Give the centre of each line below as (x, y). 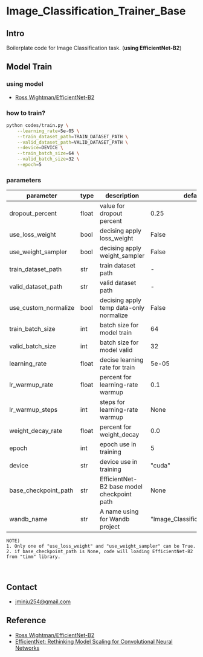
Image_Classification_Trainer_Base (96, 11)
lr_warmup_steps (34, 410)
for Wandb (114, 519)
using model (25, 84)
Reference (26, 620)
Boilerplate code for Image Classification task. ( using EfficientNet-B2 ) (94, 48)
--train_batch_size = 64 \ (48, 153)
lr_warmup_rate (31, 385)
